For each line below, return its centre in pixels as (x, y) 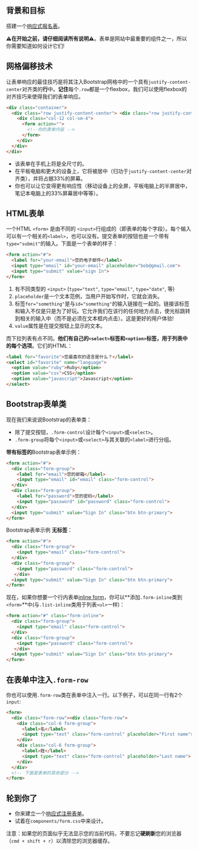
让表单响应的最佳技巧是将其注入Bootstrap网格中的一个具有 (77, 82)
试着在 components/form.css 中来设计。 (60, 821)
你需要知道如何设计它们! (35, 45)
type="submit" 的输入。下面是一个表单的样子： (62, 243)
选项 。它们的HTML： (47, 346)
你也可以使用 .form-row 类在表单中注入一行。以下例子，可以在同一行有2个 (94, 695)
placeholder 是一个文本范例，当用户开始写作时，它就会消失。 (89, 296)
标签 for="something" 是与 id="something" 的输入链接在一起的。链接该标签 (102, 304)
